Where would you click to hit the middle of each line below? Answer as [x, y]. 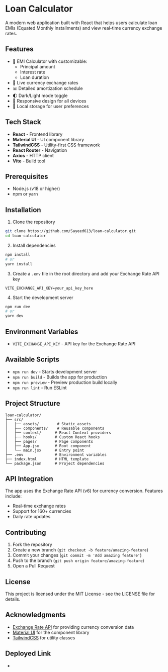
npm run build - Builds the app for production [60, 377]
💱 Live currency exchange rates [46, 82]
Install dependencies [34, 245]
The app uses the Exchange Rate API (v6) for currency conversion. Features [84, 491]
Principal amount [37, 66]
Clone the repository [34, 222]
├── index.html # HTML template [47, 459]
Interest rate [33, 72]
